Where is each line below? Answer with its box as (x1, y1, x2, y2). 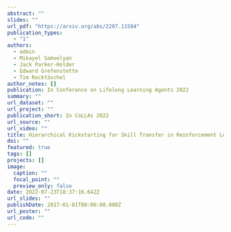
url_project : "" (7, 106, 54, 113)
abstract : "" (7, 10, 45, 17)
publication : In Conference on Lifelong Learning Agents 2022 (7, 86, 189, 93)
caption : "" (13, 170, 48, 176)
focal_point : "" (13, 176, 60, 183)
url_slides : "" (7, 195, 51, 202)
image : (7, 163, 26, 170)
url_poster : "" (7, 208, 51, 215)
